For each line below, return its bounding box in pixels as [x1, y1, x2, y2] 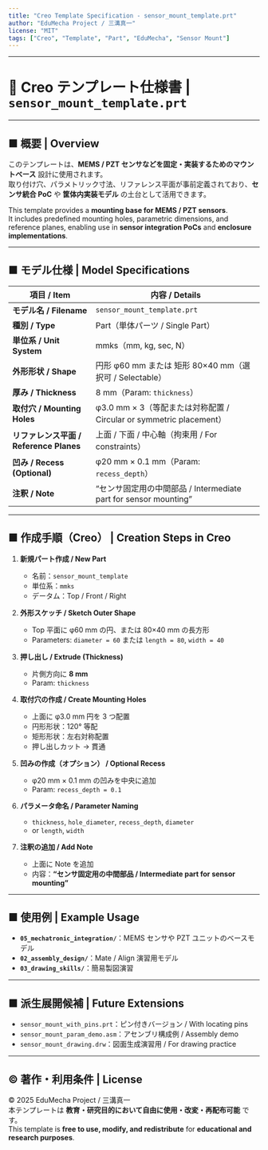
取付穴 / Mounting [12, 403, 81, 414]
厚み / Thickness [12, 387, 77, 398]
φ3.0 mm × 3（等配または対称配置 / [95, 402, 230, 413]
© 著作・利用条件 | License [8, 1072, 143, 1086]
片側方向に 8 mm [31, 669, 89, 679]
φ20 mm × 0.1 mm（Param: [95, 455, 201, 467]
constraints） [95, 441, 146, 452]
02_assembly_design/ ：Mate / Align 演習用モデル [19, 953, 179, 963]
